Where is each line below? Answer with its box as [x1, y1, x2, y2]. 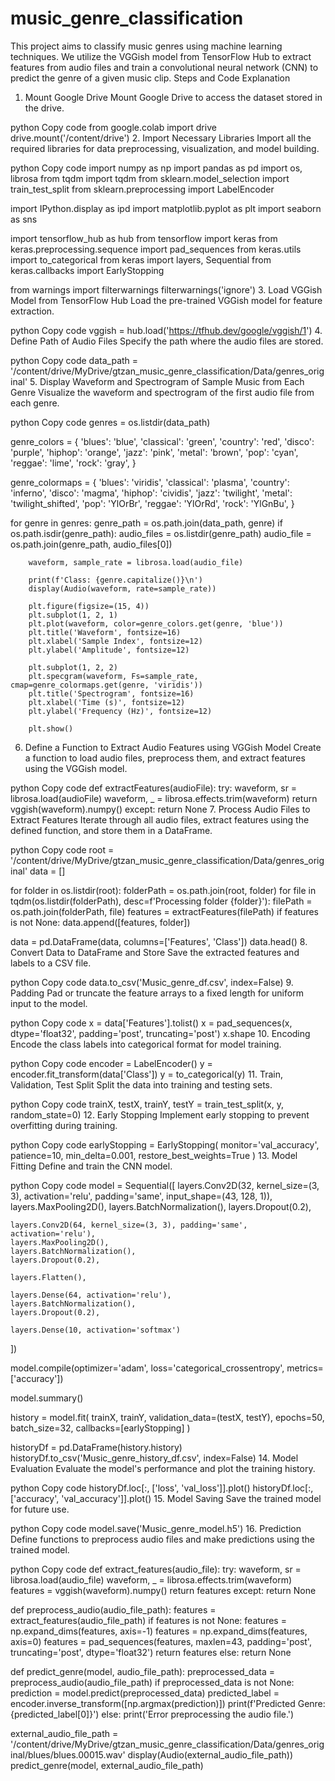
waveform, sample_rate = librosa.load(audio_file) [28, 557, 244, 567]
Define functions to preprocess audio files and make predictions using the [10, 1533, 316, 1545]
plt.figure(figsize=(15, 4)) [28, 601, 150, 611]
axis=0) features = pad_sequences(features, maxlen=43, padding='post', [10, 1635, 312, 1647]
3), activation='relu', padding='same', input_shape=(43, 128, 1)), [10, 1190, 273, 1202]
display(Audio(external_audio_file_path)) [127, 1748, 293, 1761]
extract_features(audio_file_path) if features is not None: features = [10, 1614, 287, 1626]
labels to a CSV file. [10, 957, 92, 969]
